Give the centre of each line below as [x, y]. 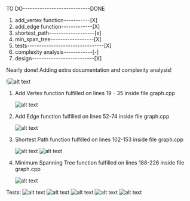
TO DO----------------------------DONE [56, 9]
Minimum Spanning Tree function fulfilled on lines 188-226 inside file [99, 163]
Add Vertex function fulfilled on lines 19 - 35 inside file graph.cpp [95, 93]
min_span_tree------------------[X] [58, 39]
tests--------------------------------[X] [63, 45]
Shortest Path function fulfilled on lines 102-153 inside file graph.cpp [99, 139]
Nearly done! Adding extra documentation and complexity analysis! [89, 70]
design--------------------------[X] [58, 58]
